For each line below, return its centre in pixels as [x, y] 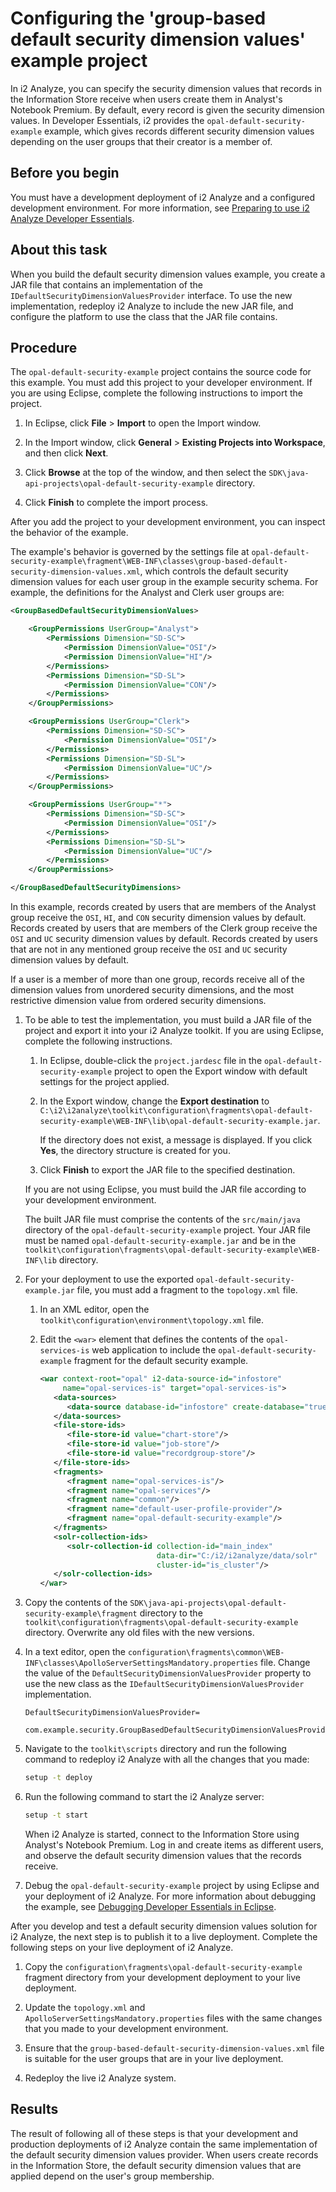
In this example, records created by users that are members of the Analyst [163, 906]
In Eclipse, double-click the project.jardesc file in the [151, 1060]
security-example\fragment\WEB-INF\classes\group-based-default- [149, 562]
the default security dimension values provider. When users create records [164, 2154]
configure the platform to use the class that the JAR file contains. [144, 316]
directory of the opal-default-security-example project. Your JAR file [167, 1230]
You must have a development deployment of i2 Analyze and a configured [163, 197]
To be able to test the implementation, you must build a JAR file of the [168, 1020]
